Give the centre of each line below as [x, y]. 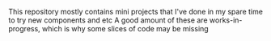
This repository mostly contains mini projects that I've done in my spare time [135, 12]
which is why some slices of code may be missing [125, 29]
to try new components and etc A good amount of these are [108, 20]
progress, [24, 29]
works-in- [226, 20]
